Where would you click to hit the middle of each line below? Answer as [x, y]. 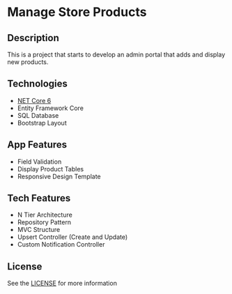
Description [33, 38]
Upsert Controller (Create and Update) [72, 237]
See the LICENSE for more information [62, 284]
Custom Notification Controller [61, 245]
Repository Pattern [44, 222]
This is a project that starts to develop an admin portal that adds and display [116, 54]
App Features [37, 145]
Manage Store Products [77, 12]
